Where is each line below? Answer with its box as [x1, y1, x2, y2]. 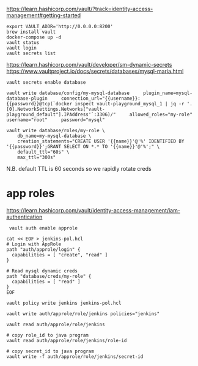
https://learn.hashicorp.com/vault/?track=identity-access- [6, 6, 153, 12]
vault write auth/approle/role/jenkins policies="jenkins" [6, 310, 160, 317]
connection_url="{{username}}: [61, 95, 141, 102]
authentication [6, 213, 43, 220]
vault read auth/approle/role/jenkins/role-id [6, 337, 127, 343]
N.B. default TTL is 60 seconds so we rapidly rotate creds [6, 165, 152, 172]
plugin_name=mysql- [142, 90, 193, 96]
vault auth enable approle [9, 225, 78, 231]
